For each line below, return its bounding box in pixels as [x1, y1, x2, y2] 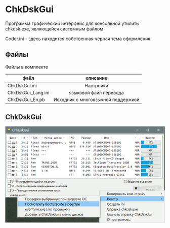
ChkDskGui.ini [7, 82, 37, 88]
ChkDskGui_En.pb [7, 96, 45, 103]
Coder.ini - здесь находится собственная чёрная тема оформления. [5, 36, 152, 42]
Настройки [84, 82, 109, 88]
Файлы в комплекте [5, 63, 48, 70]
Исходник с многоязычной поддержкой [53, 96, 140, 103]
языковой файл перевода [69, 89, 124, 95]
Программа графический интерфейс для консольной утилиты [5, 20, 140, 26]
